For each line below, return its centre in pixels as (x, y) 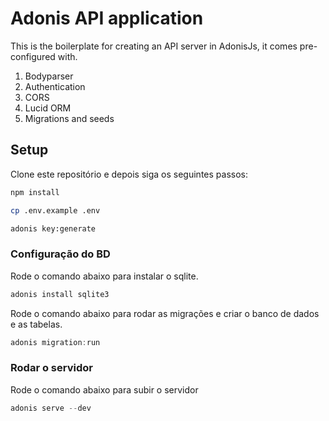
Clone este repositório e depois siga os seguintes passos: (129, 174)
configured (33, 56)
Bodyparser (49, 76)
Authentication (55, 86)
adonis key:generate (53, 228)
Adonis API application (107, 18)
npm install (35, 192)
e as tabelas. (36, 324)
